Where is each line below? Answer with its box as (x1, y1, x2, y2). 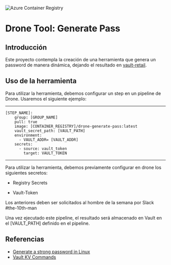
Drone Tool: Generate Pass (5, 23, 121, 34)
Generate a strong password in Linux (12, 248, 91, 255)
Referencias (5, 235, 45, 244)
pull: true (14, 119, 38, 125)
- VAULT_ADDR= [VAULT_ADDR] (18, 137, 79, 142)
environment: (14, 133, 42, 138)
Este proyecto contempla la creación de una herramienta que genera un (5, 57, 156, 62)
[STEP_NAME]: (5, 110, 33, 115)
